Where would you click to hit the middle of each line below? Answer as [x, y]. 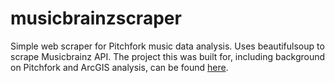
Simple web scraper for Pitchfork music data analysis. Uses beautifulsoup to [167, 46]
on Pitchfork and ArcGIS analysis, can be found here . [119, 67]
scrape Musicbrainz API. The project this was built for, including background [168, 56]
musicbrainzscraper [96, 18]
